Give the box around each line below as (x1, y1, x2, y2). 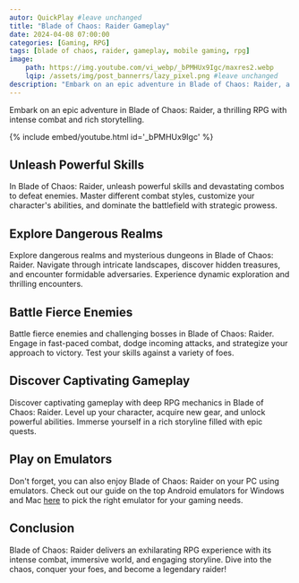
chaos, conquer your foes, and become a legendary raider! (9, 563, 226, 574)
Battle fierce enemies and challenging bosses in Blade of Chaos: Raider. (9, 328, 275, 339)
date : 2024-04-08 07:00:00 (9, 30, 110, 39)
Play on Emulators (9, 452, 113, 467)
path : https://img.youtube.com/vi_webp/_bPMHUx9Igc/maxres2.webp (25, 64, 275, 73)
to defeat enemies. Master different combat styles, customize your (9, 190, 255, 202)
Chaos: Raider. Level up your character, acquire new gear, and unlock (9, 406, 266, 417)
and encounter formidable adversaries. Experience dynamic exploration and (9, 269, 290, 280)
